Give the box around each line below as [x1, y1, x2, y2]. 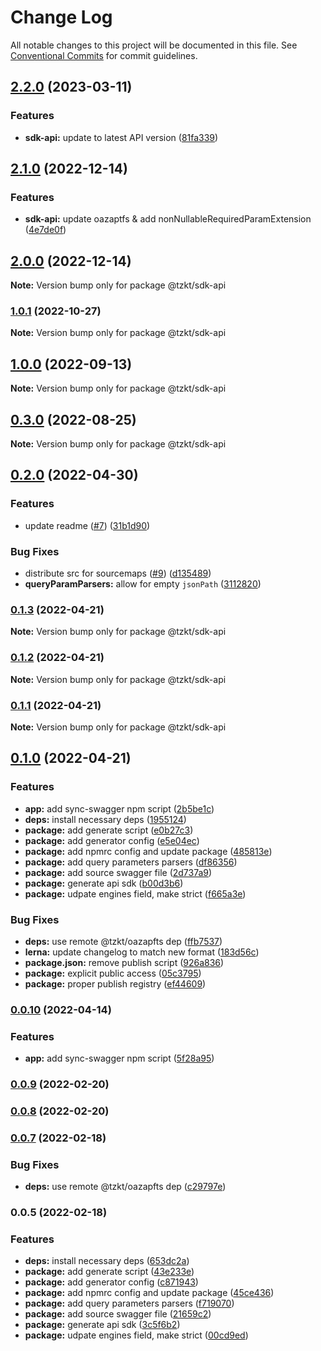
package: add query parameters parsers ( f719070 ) [24, 1297, 235, 1310]
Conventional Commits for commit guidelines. [10, 49, 198, 61]
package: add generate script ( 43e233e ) [24, 1266, 195, 1278]
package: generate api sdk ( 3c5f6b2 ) [24, 1319, 181, 1331]
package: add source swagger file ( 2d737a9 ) [24, 866, 213, 878]
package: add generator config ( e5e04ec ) [24, 834, 200, 846]
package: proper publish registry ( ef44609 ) [24, 977, 207, 990]
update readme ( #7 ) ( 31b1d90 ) [24, 519, 151, 531]
